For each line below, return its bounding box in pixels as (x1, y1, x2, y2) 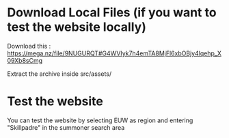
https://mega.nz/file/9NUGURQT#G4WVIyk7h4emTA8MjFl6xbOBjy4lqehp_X (7, 49, 222, 57)
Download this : (7, 42, 51, 50)
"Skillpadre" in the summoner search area (7, 123, 125, 131)
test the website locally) (7, 19, 147, 35)
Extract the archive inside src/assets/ (7, 70, 112, 78)
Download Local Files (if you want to (7, 5, 217, 20)
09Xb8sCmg (7, 56, 43, 64)
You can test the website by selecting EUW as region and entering (7, 116, 193, 124)
